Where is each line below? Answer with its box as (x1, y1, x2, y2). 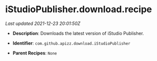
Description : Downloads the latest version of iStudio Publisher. (12, 30, 144, 36)
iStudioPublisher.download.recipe (5, 4, 152, 15)
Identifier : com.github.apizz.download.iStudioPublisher (12, 40, 131, 46)
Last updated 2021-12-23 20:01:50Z (5, 20, 81, 26)
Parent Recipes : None (12, 50, 57, 56)
